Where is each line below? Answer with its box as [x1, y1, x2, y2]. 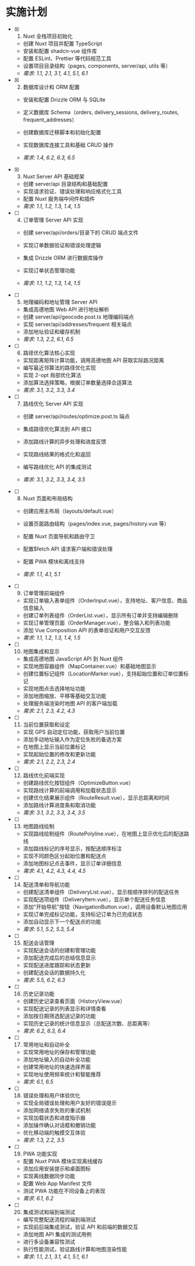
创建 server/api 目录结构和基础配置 [23, 180, 108, 187]
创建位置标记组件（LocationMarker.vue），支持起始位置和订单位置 [23, 670, 184, 677]
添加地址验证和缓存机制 [23, 328, 81, 335]
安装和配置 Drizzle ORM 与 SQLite [23, 96, 106, 103]
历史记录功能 [23, 990, 55, 997]
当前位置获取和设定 [23, 721, 71, 728]
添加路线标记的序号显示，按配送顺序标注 [23, 845, 122, 852]
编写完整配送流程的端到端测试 [23, 1216, 96, 1223]
